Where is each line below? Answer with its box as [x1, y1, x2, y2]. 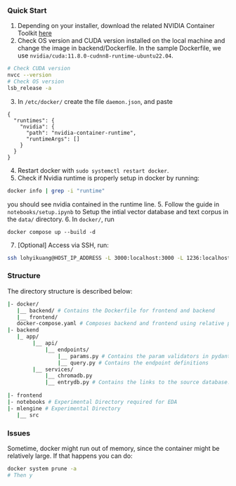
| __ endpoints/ [44, 346, 90, 353]
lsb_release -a [7, 84, 52, 91]
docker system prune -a [7, 465, 77, 472]
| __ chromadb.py [44, 372, 93, 379]
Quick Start [7, 6, 47, 15]
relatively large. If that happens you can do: [7, 452, 133, 460]
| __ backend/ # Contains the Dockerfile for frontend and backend [16, 307, 216, 314]
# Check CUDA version [7, 65, 71, 72]
